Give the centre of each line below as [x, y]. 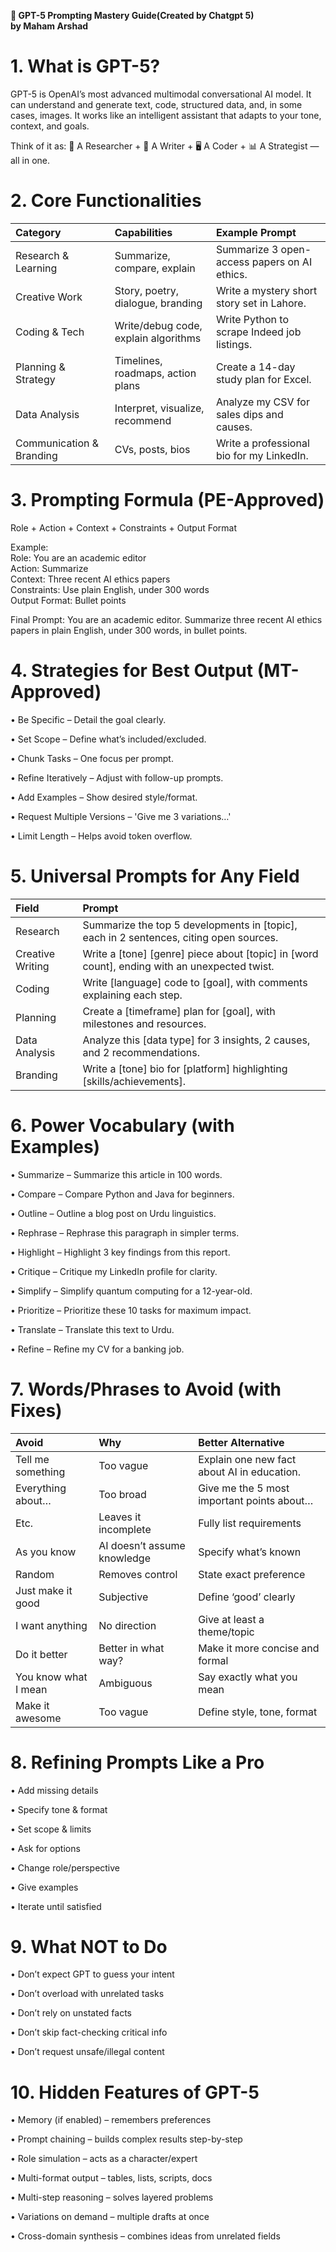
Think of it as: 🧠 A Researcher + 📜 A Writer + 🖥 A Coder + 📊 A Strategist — [165, 146]
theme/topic [226, 1632]
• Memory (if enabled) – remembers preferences [111, 2120]
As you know [46, 1552]
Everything [41, 1488]
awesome [38, 1718]
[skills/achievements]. [134, 1081]
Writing [32, 966]
